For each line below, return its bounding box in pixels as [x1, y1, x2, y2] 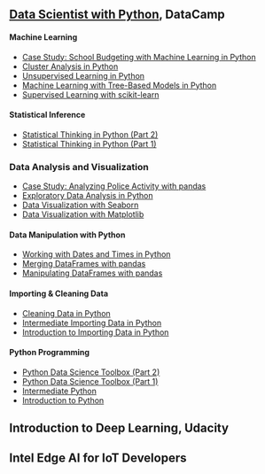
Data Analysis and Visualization [9, 160, 149, 173]
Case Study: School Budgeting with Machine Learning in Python [21, 51, 256, 62]
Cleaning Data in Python [21, 307, 111, 318]
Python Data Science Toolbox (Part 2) [21, 367, 160, 377]
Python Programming [9, 347, 90, 358]
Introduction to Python [21, 394, 105, 406]
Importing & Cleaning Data [9, 288, 109, 299]
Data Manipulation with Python [9, 229, 126, 240]
